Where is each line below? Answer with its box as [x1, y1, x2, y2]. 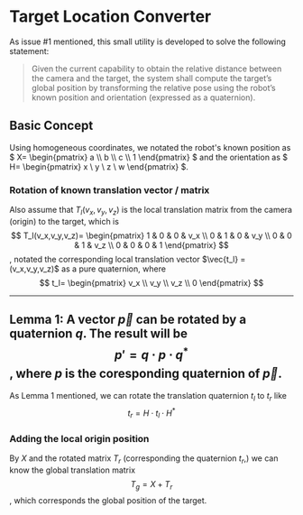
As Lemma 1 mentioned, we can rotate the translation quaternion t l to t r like [9, 390, 287, 403]
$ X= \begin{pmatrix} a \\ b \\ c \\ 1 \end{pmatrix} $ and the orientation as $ [9, 152, 289, 162]
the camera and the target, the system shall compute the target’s [31, 72, 272, 83]
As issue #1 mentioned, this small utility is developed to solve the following [9, 36, 286, 47]
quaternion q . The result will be [9, 326, 188, 342]
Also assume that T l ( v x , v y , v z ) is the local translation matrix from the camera [9, 205, 293, 217]
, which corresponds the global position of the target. [9, 494, 207, 506]
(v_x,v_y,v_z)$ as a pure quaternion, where [9, 263, 167, 274]
